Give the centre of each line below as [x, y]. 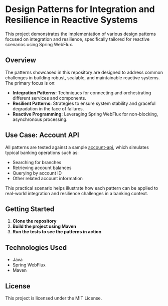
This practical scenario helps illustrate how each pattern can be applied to [82, 188]
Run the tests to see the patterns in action [57, 232]
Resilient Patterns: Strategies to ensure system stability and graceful [84, 103]
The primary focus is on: [31, 83]
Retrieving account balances [42, 168]
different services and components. [49, 98]
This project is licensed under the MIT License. [54, 298]
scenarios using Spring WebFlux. [39, 44]
